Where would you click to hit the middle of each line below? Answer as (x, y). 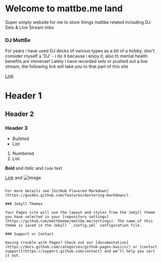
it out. (13, 256)
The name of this (135, 221)
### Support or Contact (30, 234)
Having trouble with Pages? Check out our (49, 243)
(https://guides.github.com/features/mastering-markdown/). (68, 195)
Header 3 (16, 128)
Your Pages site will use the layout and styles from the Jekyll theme (80, 213)
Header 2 (20, 114)
